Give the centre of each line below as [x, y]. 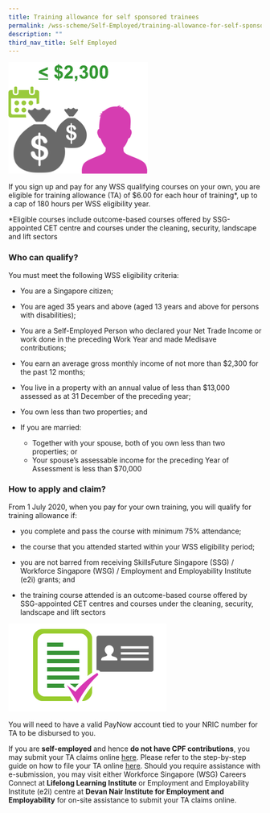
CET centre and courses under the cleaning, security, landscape [150, 228]
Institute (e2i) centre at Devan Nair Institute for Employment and [117, 791]
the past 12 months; [53, 371]
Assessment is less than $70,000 [87, 468]
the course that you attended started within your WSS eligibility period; [137, 546]
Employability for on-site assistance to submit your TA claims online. [123, 800]
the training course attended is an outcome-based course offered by [133, 595]
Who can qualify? [43, 258]
